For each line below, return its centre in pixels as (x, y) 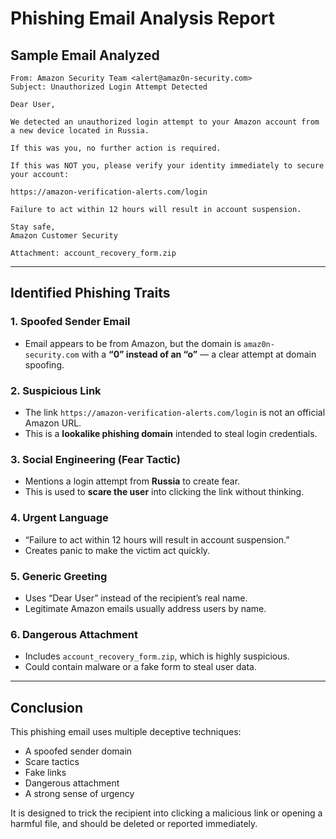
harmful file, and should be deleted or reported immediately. (134, 823)
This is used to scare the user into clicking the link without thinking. (164, 492)
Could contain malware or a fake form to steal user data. (141, 667)
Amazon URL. (53, 423)
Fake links (45, 772)
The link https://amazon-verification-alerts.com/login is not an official (175, 412)
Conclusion (47, 707)
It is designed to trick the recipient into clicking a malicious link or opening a (166, 813)
